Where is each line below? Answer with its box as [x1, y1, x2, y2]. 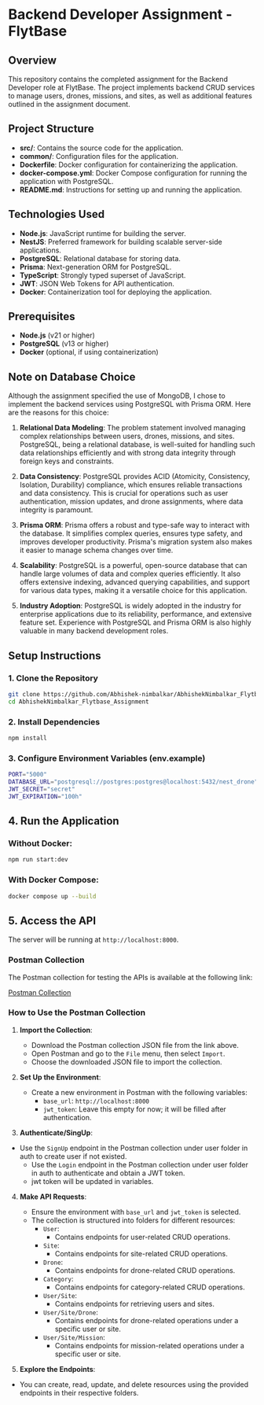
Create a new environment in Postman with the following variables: [31, 1087, 247, 1097]
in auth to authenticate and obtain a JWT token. [31, 1168, 185, 1178]
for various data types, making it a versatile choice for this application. [19, 586, 247, 596]
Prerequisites [8, 310, 75, 323]
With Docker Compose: [8, 875, 100, 886]
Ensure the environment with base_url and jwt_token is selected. [31, 1207, 241, 1216]
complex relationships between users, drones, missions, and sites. [19, 431, 235, 441]
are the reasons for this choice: [8, 407, 109, 418]
